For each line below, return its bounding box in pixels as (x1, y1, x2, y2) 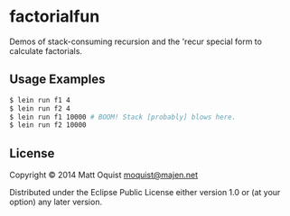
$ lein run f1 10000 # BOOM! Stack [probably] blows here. (9, 112, 237, 121)
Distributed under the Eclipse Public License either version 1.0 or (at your (9, 187, 281, 198)
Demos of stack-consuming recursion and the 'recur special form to (9, 36, 262, 47)
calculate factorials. (9, 45, 83, 56)
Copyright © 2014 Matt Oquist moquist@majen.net (9, 169, 199, 181)
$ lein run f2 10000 (9, 121, 88, 130)
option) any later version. (9, 196, 102, 208)
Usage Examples (9, 72, 106, 87)
